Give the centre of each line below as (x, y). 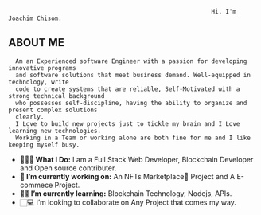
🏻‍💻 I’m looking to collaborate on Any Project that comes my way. (128, 202)
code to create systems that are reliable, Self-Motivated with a (128, 89)
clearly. (30, 117)
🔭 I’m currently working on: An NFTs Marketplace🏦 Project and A (127, 176)
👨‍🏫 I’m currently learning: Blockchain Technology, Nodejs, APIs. (126, 193)
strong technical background (56, 96)
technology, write (39, 82)
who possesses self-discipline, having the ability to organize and (131, 103)
